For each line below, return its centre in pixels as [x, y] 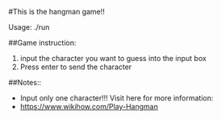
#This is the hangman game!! [56, 12]
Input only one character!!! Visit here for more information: [117, 98]
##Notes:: [25, 82]
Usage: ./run [29, 27]
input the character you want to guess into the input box [113, 58]
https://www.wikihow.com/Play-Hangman [89, 107]
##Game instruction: [42, 43]
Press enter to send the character [76, 67]
